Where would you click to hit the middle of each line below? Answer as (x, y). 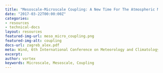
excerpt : (14, 54)
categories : (17, 18)
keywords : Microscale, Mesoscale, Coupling (50, 63)
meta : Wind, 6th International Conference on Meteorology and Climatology (82, 49)
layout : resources (24, 32)
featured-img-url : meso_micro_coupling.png (50, 36)
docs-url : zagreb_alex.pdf (32, 45)
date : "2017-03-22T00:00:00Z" (36, 14)
